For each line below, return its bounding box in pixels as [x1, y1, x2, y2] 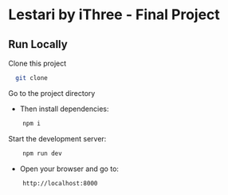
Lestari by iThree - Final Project [8, 6, 221, 24]
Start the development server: [8, 133, 107, 143]
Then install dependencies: [19, 104, 109, 113]
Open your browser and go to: [19, 164, 120, 173]
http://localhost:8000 [22, 179, 98, 187]
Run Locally [8, 38, 68, 51]
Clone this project [8, 58, 67, 68]
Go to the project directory [8, 88, 96, 97]
